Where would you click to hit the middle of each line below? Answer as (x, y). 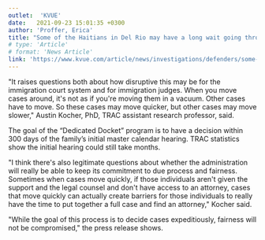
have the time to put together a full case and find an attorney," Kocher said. (130, 204)
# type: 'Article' (38, 45)
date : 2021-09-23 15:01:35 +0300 (67, 23)
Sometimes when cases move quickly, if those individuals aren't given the (128, 179)
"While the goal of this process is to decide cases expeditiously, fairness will (132, 219)
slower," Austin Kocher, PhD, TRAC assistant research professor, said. (121, 115)
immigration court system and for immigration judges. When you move (123, 90)
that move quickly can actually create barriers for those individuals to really (131, 196)
